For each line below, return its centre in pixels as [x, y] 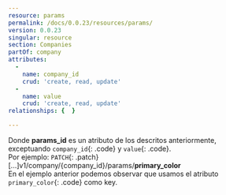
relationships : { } [42, 111]
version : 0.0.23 [35, 30]
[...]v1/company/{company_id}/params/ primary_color [94, 165]
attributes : [28, 60]
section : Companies [40, 45]
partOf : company [35, 52]
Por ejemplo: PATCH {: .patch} [54, 157]
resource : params [37, 15]
